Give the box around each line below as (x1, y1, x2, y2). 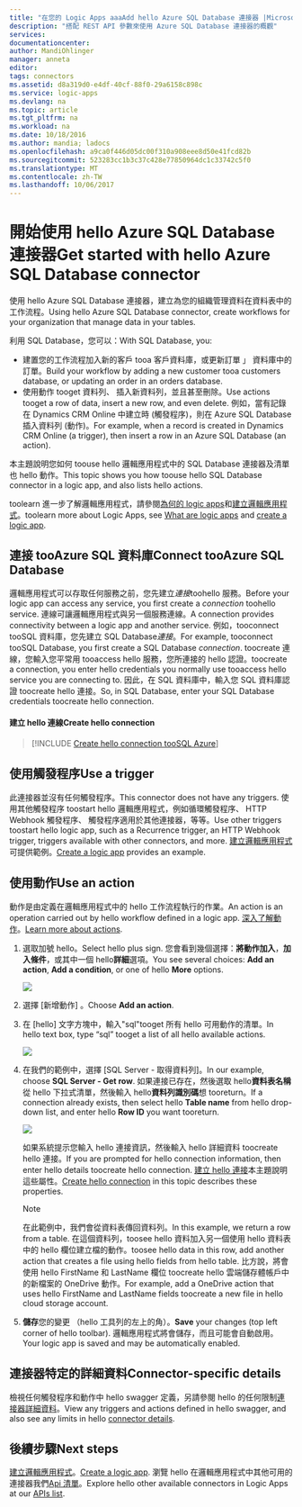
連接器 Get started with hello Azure (9, 245, 271, 266)
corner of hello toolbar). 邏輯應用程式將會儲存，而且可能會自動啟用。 (22, 1327, 279, 1338)
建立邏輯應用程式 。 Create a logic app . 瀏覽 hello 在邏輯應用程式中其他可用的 (9, 1466, 293, 1477)
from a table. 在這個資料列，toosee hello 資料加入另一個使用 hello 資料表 (22, 1232, 291, 1243)
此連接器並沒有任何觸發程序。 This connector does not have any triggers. (9, 791, 280, 802)
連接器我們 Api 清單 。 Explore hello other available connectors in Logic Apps (9, 1478, 289, 1489)
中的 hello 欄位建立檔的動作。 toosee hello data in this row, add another (22, 1244, 285, 1255)
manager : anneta (9, 55, 70, 64)
